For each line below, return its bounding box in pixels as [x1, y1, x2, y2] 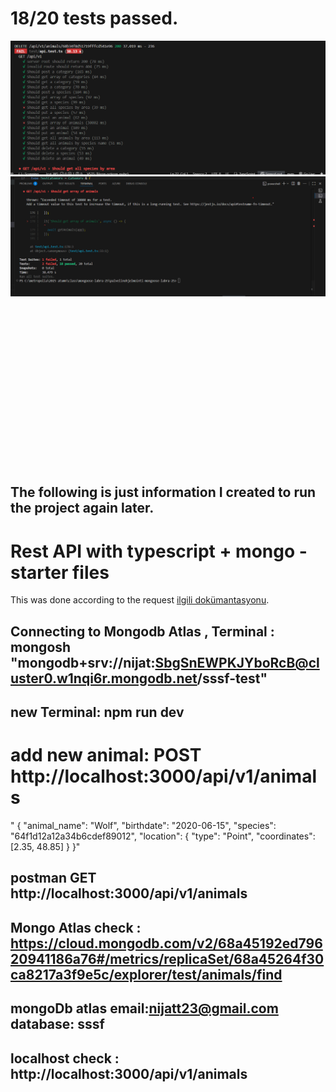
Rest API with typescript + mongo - [10, 540, 308, 562]
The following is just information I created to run [10, 484, 317, 501]
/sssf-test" [196, 670, 268, 687]
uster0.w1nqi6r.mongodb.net [10, 670, 198, 687]
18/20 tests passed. [10, 7, 179, 30]
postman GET [10, 870, 97, 887]
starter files [10, 561, 110, 584]
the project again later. [10, 500, 155, 517]
